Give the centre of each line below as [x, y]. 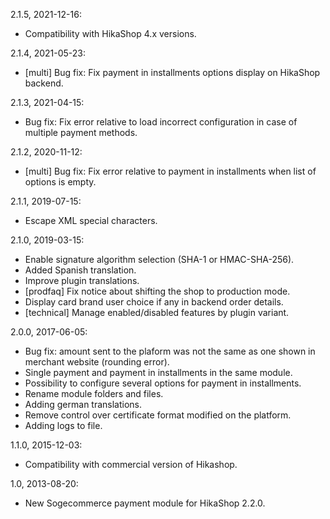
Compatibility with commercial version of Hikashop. [131, 464]
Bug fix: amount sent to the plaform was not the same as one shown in [170, 351]
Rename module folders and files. [94, 393]
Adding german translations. [83, 404]
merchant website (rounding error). [97, 362]
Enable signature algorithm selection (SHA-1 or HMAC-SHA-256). [159, 259]
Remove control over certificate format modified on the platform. [158, 415]
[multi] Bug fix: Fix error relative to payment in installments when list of [170, 171]
